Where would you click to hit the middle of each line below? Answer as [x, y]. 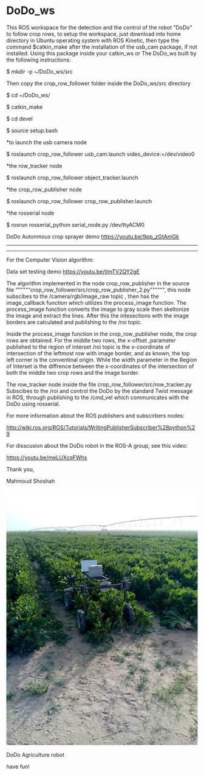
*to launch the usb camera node [46, 142]
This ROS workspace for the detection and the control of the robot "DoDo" [99, 27]
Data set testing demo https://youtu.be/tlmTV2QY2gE [73, 271]
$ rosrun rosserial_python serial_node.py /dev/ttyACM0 [75, 224]
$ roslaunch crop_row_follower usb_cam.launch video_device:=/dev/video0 [101, 154]
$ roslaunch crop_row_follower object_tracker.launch [72, 178]
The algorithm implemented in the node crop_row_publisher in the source [98, 283]
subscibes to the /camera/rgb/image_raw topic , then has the [83, 296]
